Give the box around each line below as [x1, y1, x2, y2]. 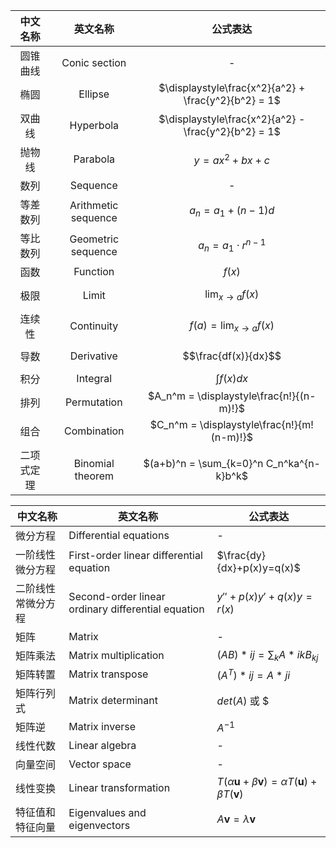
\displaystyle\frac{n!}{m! [199, 418, 314, 432]
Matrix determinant [68, 694, 158, 708]
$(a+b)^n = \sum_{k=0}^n [143, 457, 264, 471]
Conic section [61, 56, 127, 69]
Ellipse [78, 87, 110, 101]
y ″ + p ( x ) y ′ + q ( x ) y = [216, 590, 313, 604]
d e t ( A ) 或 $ [216, 694, 270, 708]
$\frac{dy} [216, 549, 267, 563]
